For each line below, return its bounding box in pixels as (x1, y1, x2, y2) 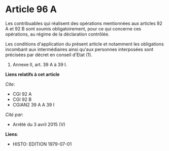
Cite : (5, 81, 15, 87)
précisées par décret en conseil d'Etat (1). (5, 52, 92, 58)
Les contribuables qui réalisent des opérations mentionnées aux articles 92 (5, 20, 162, 26)
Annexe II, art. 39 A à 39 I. (12, 61, 67, 67)
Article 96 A (5, 4, 57, 15)
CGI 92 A (12, 91, 32, 97)
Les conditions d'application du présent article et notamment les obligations (5, 41, 164, 47)
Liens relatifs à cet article (5, 71, 60, 77)
